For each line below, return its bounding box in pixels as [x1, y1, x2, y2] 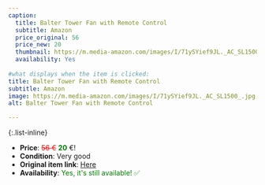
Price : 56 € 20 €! [19, 143, 77, 153]
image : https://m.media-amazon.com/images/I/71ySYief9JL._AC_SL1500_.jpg [8, 92, 256, 100]
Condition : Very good [19, 151, 91, 161]
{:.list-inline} [8, 128, 48, 138]
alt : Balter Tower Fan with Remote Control [8, 99, 154, 107]
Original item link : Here [19, 160, 97, 169]
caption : [8, 11, 37, 20]
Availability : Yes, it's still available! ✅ [19, 168, 140, 178]
